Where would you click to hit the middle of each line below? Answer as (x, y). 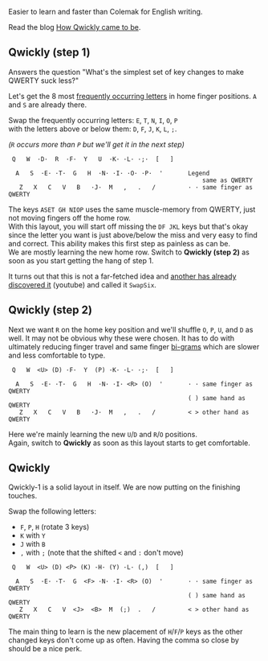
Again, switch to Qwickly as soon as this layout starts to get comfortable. (130, 443)
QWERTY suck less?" (43, 81)
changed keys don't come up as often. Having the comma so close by (124, 640)
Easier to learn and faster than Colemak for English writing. (106, 12)
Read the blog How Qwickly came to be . (75, 27)
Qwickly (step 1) (49, 53)
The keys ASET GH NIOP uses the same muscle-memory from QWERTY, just (132, 209)
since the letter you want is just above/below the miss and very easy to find (133, 235)
